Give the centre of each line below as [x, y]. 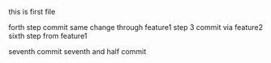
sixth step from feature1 [48, 36]
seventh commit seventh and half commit [77, 51]
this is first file [32, 12]
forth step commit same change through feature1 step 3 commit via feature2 [136, 27]
